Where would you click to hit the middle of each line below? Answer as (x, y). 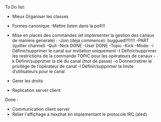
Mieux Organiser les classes (40, 16)
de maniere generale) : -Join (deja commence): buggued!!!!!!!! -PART (80, 40)
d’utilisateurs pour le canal (38, 71)
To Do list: (15, 7)
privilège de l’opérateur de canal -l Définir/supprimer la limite (73, 66)
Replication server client (36, 90)
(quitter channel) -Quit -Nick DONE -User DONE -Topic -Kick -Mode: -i (83, 45)
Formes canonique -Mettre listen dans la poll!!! (58, 26)
